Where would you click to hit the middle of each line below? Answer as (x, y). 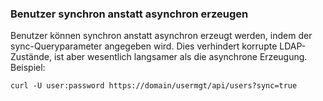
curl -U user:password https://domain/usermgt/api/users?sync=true (154, 86)
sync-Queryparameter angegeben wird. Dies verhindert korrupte (144, 46)
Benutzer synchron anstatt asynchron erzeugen (129, 14)
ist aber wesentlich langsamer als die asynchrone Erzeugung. (180, 57)
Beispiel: (28, 68)
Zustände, (31, 57)
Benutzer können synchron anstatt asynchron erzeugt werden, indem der (161, 36)
